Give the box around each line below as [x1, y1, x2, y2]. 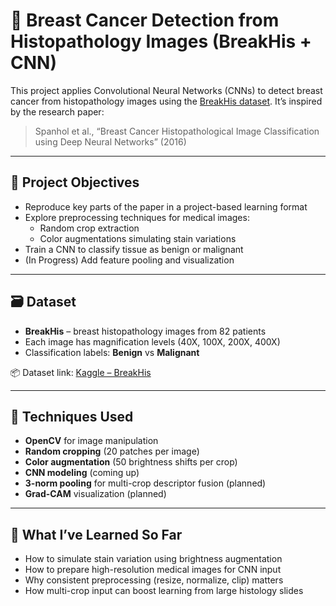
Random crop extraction [39, 222, 140, 234]
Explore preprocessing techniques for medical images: [24, 211, 250, 223]
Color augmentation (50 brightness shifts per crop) [24, 456, 238, 468]
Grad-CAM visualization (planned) [24, 488, 167, 500]
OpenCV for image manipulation [24, 435, 159, 447]
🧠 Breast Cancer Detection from [10, 9, 280, 32]
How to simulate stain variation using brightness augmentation [24, 553, 283, 565]
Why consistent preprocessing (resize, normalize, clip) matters [24, 574, 284, 586]
